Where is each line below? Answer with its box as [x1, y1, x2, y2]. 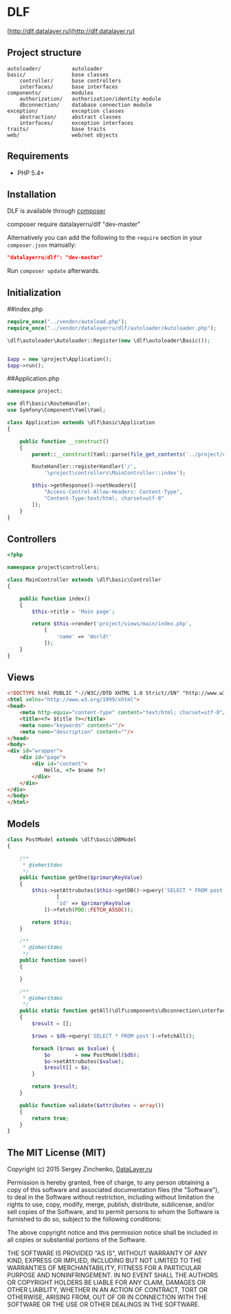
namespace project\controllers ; [7, 564, 100, 571]
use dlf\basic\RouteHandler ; [7, 401, 91, 407]
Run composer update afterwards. [7, 267, 100, 275]
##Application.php [7, 374, 60, 383]
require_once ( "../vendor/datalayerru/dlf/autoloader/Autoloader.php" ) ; [7, 325, 217, 332]
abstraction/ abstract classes [19, 113, 122, 121]
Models [7, 818, 40, 829]
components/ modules [7, 89, 94, 97]
